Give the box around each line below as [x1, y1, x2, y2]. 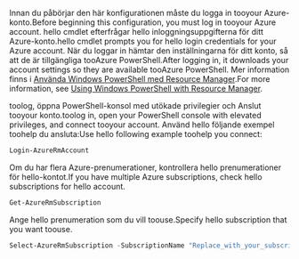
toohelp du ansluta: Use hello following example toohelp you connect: [9, 129, 263, 139]
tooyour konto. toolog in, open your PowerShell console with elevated [9, 110, 262, 120]
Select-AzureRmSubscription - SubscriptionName [9, 240, 185, 250]
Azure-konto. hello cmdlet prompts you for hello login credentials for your [9, 36, 278, 46]
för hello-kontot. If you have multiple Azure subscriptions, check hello [9, 171, 263, 182]
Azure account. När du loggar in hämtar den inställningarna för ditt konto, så [9, 45, 289, 56]
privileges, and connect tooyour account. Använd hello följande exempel [9, 119, 275, 130]
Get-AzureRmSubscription [9, 198, 101, 207]
